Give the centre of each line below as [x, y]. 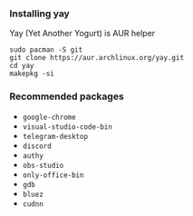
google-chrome [49, 117]
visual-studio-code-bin [68, 127]
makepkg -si [32, 74]
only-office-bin [53, 175]
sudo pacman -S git [46, 50]
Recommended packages [67, 96]
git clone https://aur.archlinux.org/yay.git [96, 58]
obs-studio [43, 165]
